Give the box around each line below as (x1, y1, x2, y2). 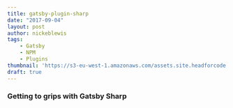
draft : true (7, 68, 42, 75)
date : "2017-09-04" (7, 17, 64, 24)
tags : (7, 36, 23, 43)
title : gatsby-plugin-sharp (7, 10, 89, 17)
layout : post (7, 23, 45, 30)
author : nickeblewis (7, 29, 68, 37)
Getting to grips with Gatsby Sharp (7, 91, 127, 101)
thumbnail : (7, 62, 39, 69)
